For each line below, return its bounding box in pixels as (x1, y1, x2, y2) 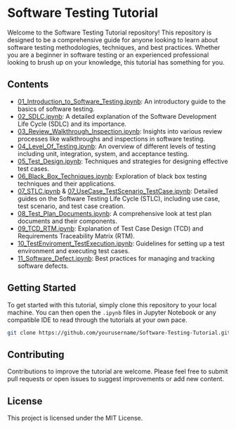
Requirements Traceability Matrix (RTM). (17, 231, 136, 240)
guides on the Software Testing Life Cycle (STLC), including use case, (17, 194, 221, 203)
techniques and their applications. (17, 179, 116, 188)
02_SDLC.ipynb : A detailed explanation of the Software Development (17, 112, 217, 120)
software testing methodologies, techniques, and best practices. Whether (7, 43, 221, 51)
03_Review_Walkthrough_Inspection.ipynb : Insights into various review (17, 127, 223, 135)
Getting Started (7, 282, 77, 294)
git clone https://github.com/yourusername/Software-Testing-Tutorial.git (7, 329, 231, 336)
